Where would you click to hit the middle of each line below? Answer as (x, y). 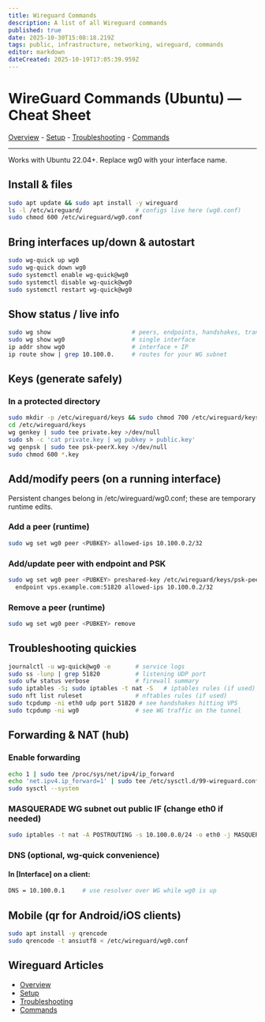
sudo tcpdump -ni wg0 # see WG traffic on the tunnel (125, 710)
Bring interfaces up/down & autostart (102, 242)
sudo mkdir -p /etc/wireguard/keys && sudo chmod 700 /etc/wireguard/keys (134, 418)
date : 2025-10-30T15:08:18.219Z (61, 37)
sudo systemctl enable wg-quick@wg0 (68, 275)
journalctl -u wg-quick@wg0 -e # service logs (97, 666)
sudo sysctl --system (44, 789)
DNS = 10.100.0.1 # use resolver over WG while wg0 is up (112, 891)
